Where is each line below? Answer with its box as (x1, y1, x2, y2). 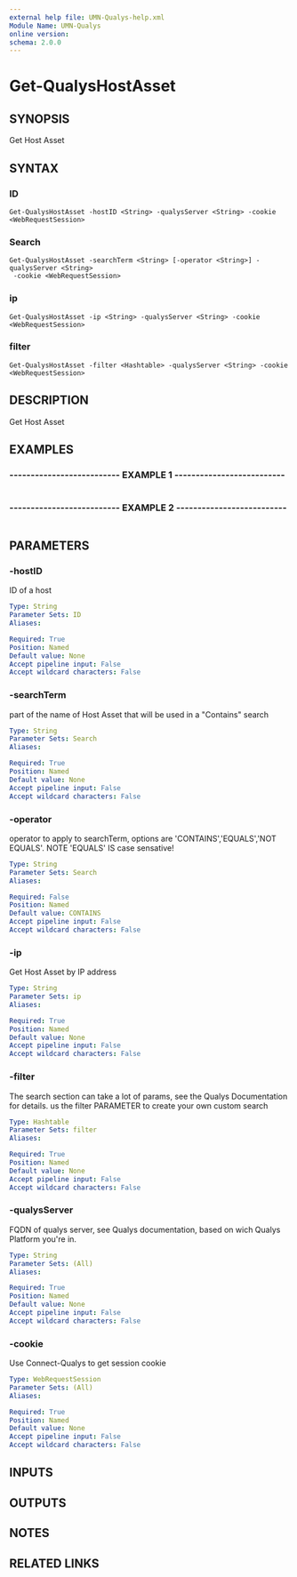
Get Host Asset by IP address (9, 966, 117, 978)
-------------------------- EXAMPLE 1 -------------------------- (9, 468, 285, 481)
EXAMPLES (9, 442, 74, 458)
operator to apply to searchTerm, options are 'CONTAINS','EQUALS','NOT (9, 833, 277, 844)
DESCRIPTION (9, 393, 89, 408)
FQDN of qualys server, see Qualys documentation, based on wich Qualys (9, 1224, 281, 1235)
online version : (9, 29, 69, 38)
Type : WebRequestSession (9, 1375, 101, 1384)
